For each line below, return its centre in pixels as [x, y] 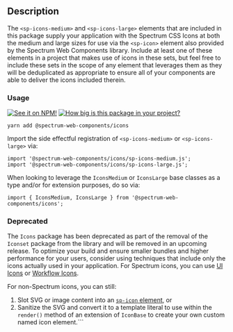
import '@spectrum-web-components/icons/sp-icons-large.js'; [98, 165]
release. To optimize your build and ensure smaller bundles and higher [108, 251]
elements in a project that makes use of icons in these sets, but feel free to [114, 58]
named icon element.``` [50, 322]
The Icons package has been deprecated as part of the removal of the [108, 236]
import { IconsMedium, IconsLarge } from [68, 198]
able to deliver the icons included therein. [67, 80]
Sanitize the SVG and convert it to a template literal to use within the [114, 308]
